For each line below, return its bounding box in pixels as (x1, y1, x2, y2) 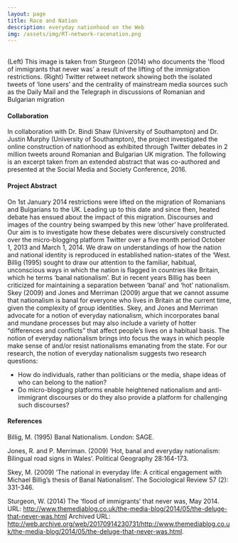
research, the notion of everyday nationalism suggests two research (7, 348, 207, 357)
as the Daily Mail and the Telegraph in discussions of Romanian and (7, 88, 205, 96)
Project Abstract (7, 182, 58, 190)
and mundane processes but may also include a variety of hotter (7, 319, 197, 327)
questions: (7, 356, 38, 365)
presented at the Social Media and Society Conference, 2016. (7, 165, 187, 174)
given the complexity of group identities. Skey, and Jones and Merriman (7, 304, 218, 312)
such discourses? (17, 400, 70, 409)
